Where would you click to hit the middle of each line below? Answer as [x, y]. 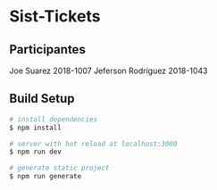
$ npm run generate [46, 177]
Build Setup [42, 99]
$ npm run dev [36, 152]
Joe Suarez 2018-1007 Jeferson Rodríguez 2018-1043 [108, 70]
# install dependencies [54, 119]
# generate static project [59, 168]
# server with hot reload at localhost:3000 [93, 144]
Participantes [48, 50]
